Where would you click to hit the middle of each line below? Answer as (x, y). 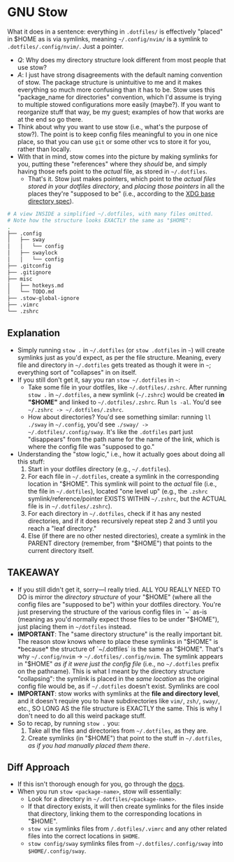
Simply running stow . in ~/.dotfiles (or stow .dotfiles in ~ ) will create (121, 350)
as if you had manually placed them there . (89, 745)
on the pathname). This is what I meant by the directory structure (111, 671)
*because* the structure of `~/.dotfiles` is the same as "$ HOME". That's (120, 649)
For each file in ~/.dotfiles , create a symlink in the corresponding (123, 476)
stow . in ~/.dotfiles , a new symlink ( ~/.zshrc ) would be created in (126, 394)
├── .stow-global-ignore (43, 299)
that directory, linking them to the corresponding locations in (115, 814)
